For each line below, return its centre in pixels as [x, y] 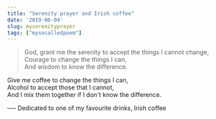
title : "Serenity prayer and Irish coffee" [71, 13]
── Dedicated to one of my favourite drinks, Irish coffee [87, 108]
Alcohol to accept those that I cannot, [61, 87]
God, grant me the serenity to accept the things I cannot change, [116, 52]
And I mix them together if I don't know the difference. [84, 95]
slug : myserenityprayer [42, 26]
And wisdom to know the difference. [76, 67]
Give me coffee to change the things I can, [68, 80]
